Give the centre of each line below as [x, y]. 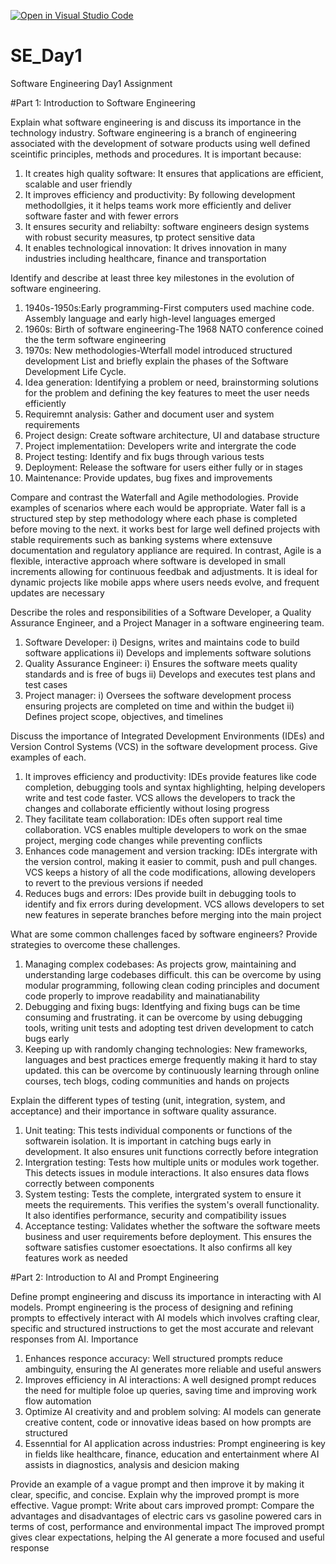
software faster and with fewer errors [101, 216]
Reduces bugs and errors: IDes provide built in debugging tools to [160, 893]
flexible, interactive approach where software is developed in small [148, 561]
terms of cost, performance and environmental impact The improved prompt [167, 1526]
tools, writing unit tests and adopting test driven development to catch [169, 1027]
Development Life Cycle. [75, 371]
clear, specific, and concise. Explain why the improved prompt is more [155, 1494]
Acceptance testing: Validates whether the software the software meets [172, 1226]
